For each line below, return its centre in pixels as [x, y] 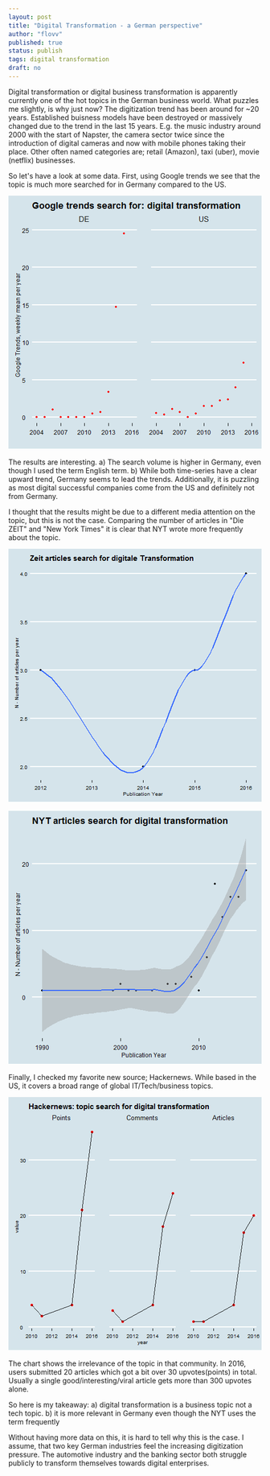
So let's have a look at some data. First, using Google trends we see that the [134, 175]
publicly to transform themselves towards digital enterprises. [109, 1463]
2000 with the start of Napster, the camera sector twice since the [117, 134]
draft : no [25, 68]
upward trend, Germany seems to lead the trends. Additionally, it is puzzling [134, 479]
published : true [35, 43]
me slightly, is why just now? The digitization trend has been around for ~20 [134, 109]
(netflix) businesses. [42, 160]
